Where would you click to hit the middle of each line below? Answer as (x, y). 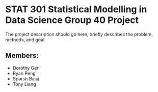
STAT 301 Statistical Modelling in (76, 9)
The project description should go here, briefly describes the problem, (79, 34)
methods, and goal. (25, 40)
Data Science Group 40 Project (72, 20)
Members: (22, 56)
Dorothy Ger (26, 68)
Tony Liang (24, 84)
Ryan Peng (24, 73)
